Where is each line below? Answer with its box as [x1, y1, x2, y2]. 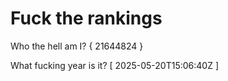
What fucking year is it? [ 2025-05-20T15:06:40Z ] [10, 59, 220, 71]
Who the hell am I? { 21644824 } [10, 40, 144, 52]
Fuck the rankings [10, 7, 163, 30]
